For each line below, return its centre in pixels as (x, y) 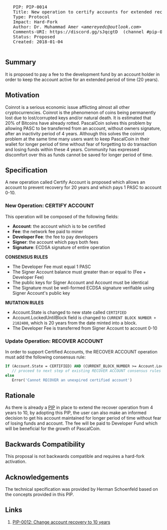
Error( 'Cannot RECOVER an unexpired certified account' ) (72, 380)
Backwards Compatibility (45, 444)
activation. (16, 461)
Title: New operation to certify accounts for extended (83, 12)
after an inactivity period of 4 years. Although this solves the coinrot (75, 133)
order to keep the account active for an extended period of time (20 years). (82, 80)
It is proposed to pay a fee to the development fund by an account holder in (83, 74)
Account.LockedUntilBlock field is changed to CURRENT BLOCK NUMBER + (84, 317)
